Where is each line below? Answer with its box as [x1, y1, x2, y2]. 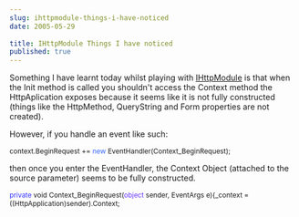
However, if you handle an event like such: [9, 129, 169, 139]
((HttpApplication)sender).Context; [9, 199, 120, 209]
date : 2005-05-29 [9, 22, 76, 31]
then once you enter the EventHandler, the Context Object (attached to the [9, 163, 290, 174]
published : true [9, 47, 71, 57]
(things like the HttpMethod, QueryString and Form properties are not [9, 101, 270, 112]
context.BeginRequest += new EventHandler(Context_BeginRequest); [9, 147, 231, 156]
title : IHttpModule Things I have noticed [9, 38, 173, 48]
